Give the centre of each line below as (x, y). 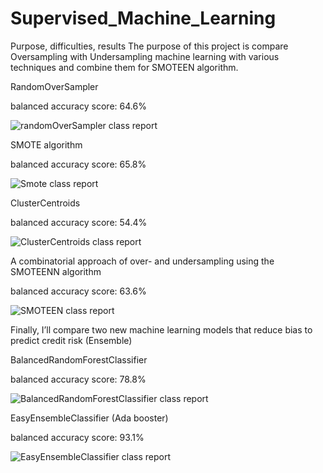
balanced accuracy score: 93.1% (77, 437)
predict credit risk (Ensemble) (71, 340)
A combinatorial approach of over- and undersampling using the (142, 261)
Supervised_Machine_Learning (143, 18)
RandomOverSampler (54, 86)
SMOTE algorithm (46, 144)
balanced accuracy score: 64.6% (78, 106)
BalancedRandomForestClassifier (79, 359)
